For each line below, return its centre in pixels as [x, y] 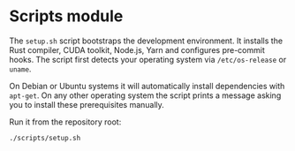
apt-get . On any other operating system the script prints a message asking [145, 95]
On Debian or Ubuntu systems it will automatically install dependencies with [147, 86]
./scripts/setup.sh [45, 138]
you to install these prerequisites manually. [87, 104]
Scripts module [66, 16]
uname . [20, 69]
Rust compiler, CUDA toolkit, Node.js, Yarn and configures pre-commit [137, 49]
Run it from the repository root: [65, 122]
